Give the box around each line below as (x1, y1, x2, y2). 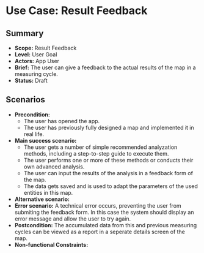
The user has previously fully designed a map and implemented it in (23, 124, 194, 131)
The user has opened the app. (23, 117, 100, 124)
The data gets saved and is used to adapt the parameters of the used (23, 182, 198, 190)
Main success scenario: (14, 137, 77, 144)
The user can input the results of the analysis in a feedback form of (23, 169, 194, 176)
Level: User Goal (14, 51, 57, 58)
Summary (5, 28, 44, 39)
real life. (23, 130, 44, 138)
